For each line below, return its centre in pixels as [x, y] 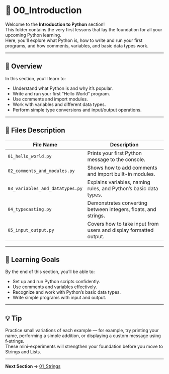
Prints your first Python [114, 153]
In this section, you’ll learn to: [36, 78]
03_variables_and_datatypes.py [45, 188]
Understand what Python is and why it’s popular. [63, 88]
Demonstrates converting [117, 203]
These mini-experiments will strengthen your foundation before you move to [84, 346]
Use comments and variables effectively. [55, 287]
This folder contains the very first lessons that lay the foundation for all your [84, 29]
